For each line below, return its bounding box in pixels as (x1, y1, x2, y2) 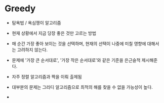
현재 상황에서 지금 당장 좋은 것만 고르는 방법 (11, 30, 97, 36)
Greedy (4, 3, 36, 14)
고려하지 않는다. (17, 47, 48, 52)
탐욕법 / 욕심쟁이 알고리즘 (11, 20, 61, 26)
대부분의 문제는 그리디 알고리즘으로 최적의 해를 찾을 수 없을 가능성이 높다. (11, 84, 153, 90)
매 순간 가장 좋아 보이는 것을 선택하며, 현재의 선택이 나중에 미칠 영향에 (11, 40, 146, 47)
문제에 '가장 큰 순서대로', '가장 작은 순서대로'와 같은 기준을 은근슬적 (11, 57, 141, 63)
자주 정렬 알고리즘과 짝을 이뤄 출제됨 (11, 74, 82, 79)
